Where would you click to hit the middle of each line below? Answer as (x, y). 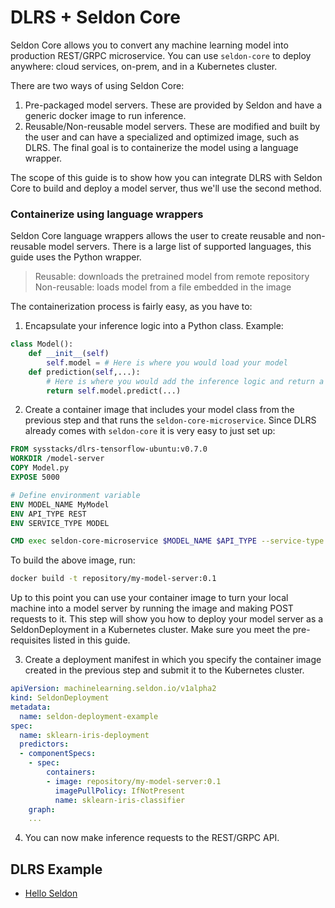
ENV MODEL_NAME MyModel (60, 504)
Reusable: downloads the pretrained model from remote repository (172, 277)
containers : (71, 772)
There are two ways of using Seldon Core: (97, 85)
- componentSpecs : (58, 754)
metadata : (31, 707)
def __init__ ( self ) (69, 354)
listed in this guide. (92, 640)
